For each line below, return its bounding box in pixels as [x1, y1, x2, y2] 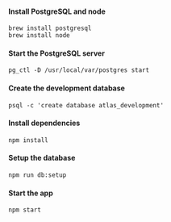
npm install [8, 136, 48, 145]
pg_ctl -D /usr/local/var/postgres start [8, 66, 150, 74]
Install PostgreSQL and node [8, 6, 106, 16]
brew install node [8, 31, 70, 40]
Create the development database [8, 83, 125, 93]
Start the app [8, 188, 54, 198]
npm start [8, 206, 42, 214]
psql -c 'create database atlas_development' [8, 101, 164, 109]
